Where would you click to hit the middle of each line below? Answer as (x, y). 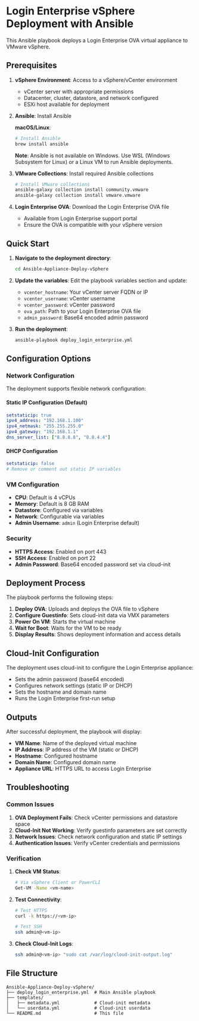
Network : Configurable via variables (59, 516)
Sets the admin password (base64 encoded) (69, 679)
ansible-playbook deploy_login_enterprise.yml (74, 340)
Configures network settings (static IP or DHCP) (74, 686)
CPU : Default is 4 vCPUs (45, 497)
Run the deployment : (41, 329)
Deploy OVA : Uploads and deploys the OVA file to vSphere (87, 609)
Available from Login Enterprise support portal (80, 218)
